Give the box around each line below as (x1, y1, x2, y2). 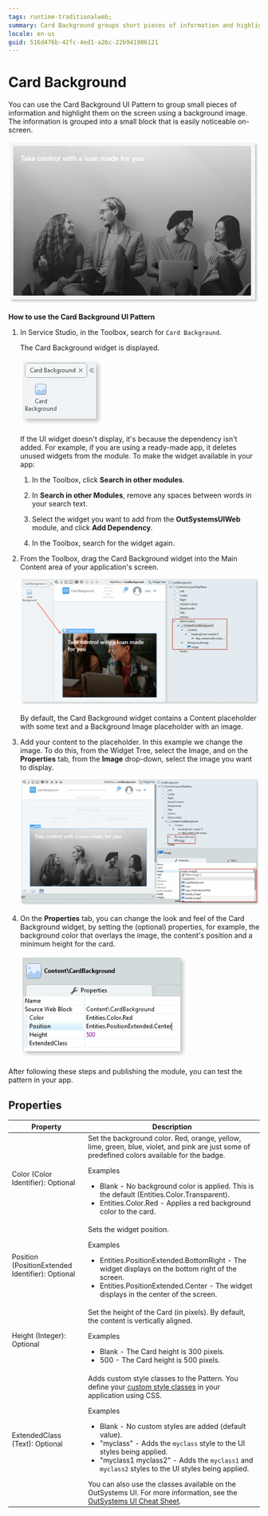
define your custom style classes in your (87, 1382, 221, 1392)
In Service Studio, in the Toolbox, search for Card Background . (19, 327, 222, 337)
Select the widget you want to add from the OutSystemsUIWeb (31, 514, 241, 524)
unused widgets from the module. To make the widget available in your (19, 451, 254, 460)
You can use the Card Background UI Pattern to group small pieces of (8, 100, 237, 109)
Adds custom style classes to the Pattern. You (87, 1373, 238, 1383)
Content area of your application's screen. (19, 562, 160, 572)
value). (99, 1430, 123, 1439)
